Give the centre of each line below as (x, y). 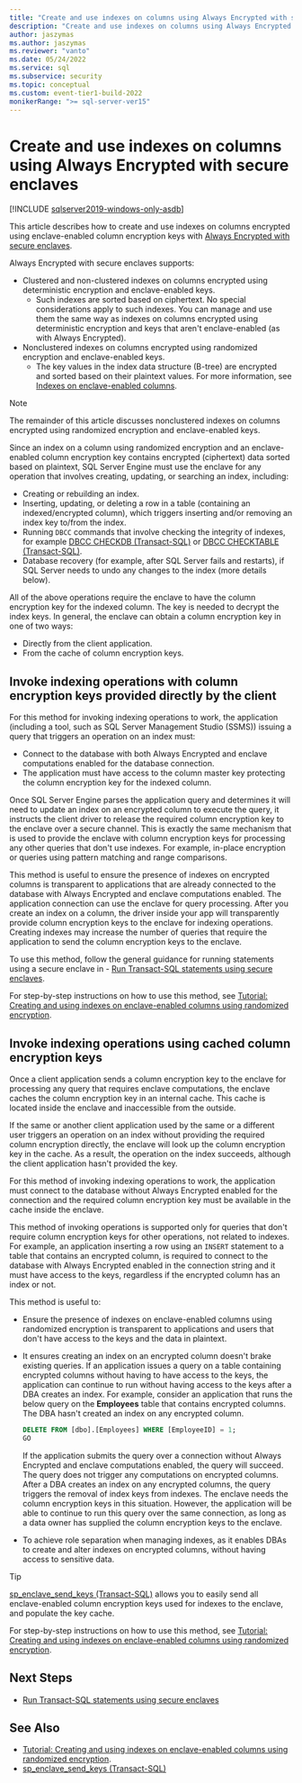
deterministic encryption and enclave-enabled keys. (119, 290)
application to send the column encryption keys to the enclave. (126, 942)
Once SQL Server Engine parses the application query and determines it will (150, 800)
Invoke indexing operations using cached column (150, 1043)
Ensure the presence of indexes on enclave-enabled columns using (147, 1319)
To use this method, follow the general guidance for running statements (142, 959)
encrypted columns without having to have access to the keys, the (145, 1375)
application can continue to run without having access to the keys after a (157, 1384)
